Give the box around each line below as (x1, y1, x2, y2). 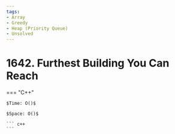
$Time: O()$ (6, 101, 36, 107)
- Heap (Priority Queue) (6, 25, 68, 32)
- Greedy (6, 20, 28, 26)
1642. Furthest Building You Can (6, 57, 170, 70)
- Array (6, 14, 26, 20)
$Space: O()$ (6, 111, 39, 117)
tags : (6, 8, 20, 15)
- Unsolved (6, 31, 34, 37)
